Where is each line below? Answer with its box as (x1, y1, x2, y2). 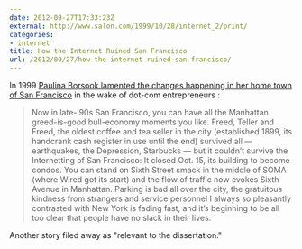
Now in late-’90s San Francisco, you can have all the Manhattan (31, 107, 269, 117)
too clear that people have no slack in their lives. (31, 213, 212, 223)
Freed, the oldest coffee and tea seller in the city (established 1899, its (31, 126, 293, 136)
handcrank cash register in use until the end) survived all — (31, 136, 253, 146)
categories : (9, 30, 54, 39)
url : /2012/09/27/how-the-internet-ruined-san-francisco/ (9, 55, 232, 64)
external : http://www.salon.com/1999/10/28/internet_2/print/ (9, 22, 248, 31)
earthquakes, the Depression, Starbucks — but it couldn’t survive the (31, 145, 288, 156)
